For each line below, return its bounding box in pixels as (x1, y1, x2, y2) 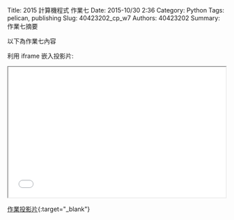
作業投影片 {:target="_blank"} (7, 205, 91, 213)
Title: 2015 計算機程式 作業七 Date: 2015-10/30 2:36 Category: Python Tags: (7, 6, 225, 14)
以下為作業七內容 (7, 37, 56, 45)
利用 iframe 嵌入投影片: (7, 52, 75, 60)
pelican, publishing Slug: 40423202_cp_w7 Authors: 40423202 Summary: (7, 14, 221, 22)
